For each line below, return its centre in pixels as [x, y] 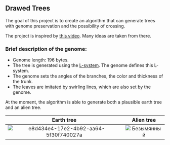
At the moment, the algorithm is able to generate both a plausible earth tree [83, 102]
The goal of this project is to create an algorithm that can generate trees [80, 20]
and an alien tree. [23, 107]
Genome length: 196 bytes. [41, 60]
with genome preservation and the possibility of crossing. [65, 26]
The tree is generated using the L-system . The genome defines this [83, 65]
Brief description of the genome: [46, 49]
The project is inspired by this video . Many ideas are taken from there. [78, 35]
